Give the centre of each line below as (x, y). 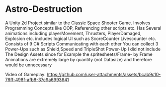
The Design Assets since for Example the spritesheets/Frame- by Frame (79, 54)
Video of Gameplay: (25, 74)
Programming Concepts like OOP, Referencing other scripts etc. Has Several (83, 28)
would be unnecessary (29, 65)
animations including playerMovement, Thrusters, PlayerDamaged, (73, 33)
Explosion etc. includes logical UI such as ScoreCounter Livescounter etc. (81, 39)
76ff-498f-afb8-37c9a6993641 (37, 80)
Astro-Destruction (44, 9)
